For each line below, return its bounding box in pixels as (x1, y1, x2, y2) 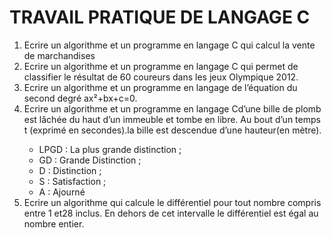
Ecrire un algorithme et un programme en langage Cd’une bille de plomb (23, 102, 322, 115)
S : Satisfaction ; (38, 175, 107, 187)
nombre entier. (23, 217, 85, 230)
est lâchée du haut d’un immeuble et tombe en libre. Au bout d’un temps (23, 113, 321, 125)
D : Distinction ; (38, 164, 102, 176)
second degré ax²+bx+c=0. (23, 92, 138, 104)
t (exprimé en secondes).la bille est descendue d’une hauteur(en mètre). (23, 124, 322, 136)
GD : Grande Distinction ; (38, 154, 142, 166)
